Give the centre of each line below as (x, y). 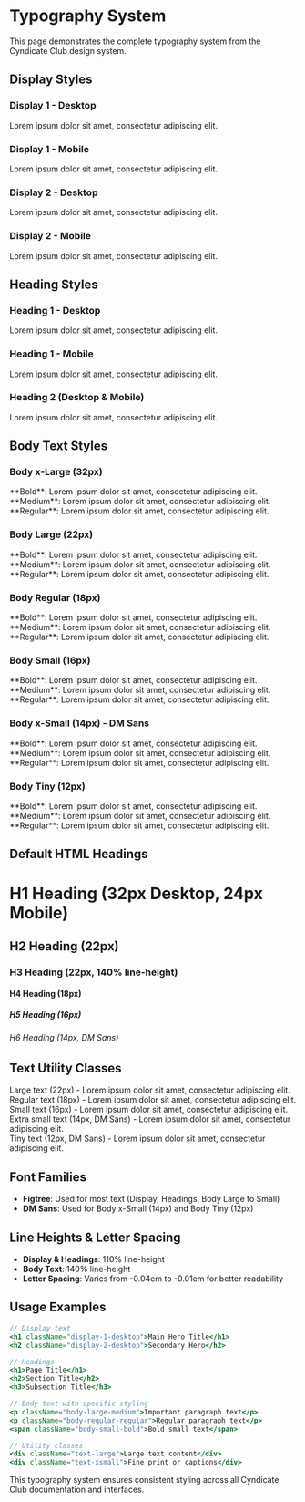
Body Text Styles (59, 446)
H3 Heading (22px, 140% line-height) (94, 972)
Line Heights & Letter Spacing (95, 1237)
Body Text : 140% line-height (76, 1269)
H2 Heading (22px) (65, 946)
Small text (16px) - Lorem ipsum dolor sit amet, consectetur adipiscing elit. (149, 1110)
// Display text (40, 1328)
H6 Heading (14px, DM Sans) (64, 1038)
